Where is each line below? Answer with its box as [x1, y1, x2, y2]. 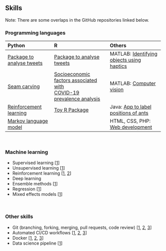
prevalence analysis [54, 96, 100, 103]
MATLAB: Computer [110, 80, 156, 87]
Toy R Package [54, 107, 89, 113]
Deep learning [12, 176, 41, 181]
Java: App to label [110, 104, 152, 110]
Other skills [5, 213, 34, 220]
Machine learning [5, 149, 48, 156]
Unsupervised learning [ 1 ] [12, 165, 65, 171]
